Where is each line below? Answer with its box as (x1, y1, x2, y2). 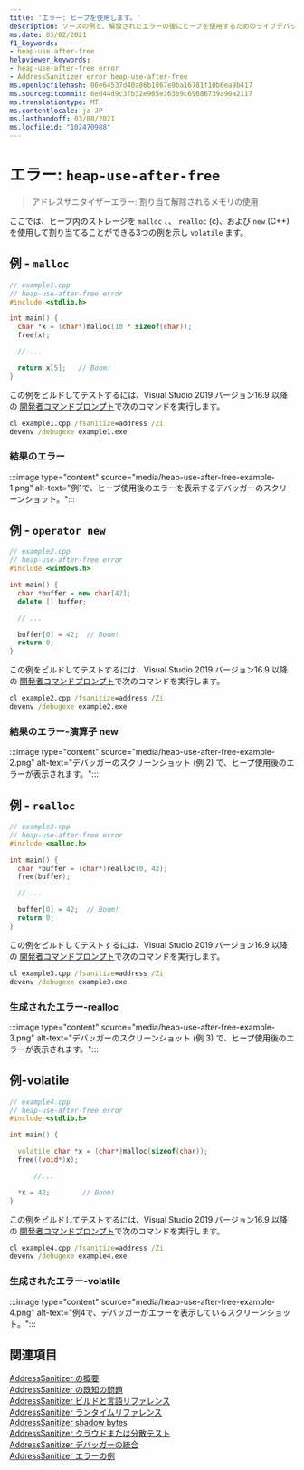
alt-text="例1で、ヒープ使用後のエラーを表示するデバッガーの (34, 482, 264, 493)
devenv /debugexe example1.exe (9, 427, 128, 436)
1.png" (9, 482, 33, 493)
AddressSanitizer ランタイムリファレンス (9, 1407, 163, 1418)
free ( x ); (17, 331, 51, 340)
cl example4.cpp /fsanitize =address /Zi (9, 1243, 165, 1252)
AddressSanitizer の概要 (9, 1373, 100, 1384)
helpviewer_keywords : (9, 55, 91, 64)
